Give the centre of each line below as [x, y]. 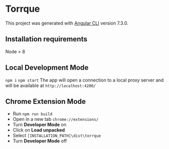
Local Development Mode [47, 68]
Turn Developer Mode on [39, 125]
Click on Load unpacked [39, 130]
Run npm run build [33, 114]
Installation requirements [46, 39]
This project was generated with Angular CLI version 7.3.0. [67, 23]
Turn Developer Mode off [40, 141]
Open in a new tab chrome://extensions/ [56, 119]
